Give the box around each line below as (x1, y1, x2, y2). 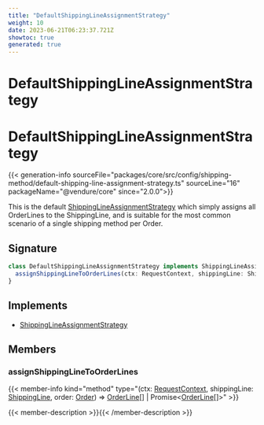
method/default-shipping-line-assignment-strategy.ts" (8, 179, 185, 188)
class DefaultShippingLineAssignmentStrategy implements (8, 263, 199, 271)
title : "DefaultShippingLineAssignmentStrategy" (8, 11, 170, 20)
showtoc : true (8, 33, 55, 42)
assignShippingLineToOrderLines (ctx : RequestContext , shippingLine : (15, 269, 244, 278)
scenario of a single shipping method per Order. (8, 219, 163, 228)
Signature (8, 242, 57, 255)
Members (8, 342, 57, 356)
